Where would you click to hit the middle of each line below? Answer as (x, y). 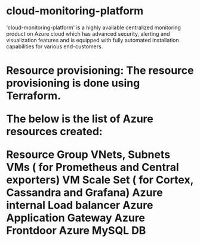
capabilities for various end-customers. (55, 46)
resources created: (54, 132)
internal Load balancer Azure (80, 205)
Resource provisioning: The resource (100, 71)
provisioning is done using (73, 83)
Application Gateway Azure (76, 218)
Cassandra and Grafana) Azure (84, 193)
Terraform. (34, 96)
